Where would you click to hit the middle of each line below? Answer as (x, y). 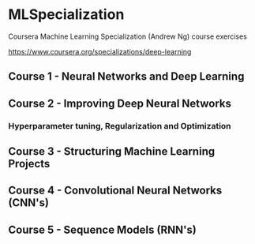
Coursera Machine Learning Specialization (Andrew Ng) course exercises (127, 36)
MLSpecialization (66, 15)
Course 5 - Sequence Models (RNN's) (103, 229)
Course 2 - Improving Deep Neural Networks (120, 103)
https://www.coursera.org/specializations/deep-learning (100, 51)
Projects (29, 164)
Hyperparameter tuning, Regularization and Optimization (120, 126)
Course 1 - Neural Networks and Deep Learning (126, 77)
